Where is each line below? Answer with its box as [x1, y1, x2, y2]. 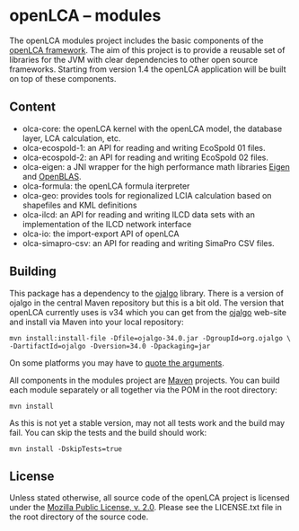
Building [9, 264, 57, 279]
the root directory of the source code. [9, 511, 149, 522]
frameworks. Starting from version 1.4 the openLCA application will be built [9, 64, 286, 75]
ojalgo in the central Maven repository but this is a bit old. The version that [9, 297, 285, 308]
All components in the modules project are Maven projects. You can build [9, 375, 280, 385]
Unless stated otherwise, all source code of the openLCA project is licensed [9, 492, 290, 503]
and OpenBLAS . [22, 171, 82, 181]
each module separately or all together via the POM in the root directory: [9, 384, 278, 395]
